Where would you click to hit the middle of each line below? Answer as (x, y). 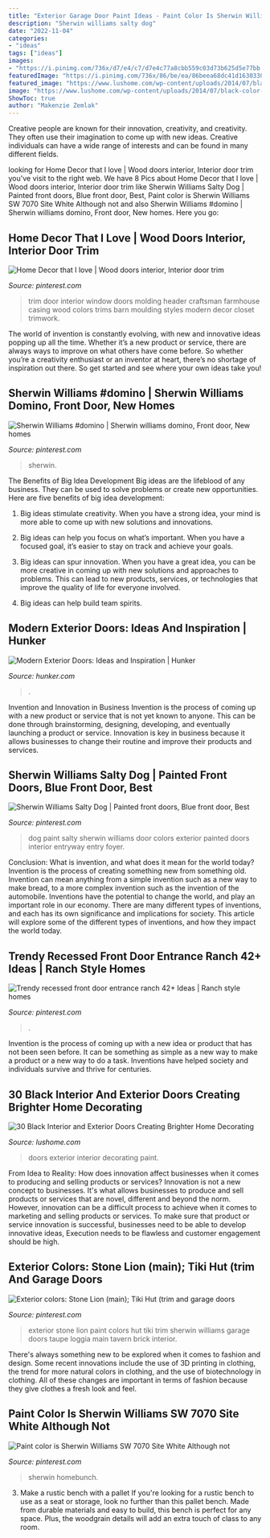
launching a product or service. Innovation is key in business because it (127, 733)
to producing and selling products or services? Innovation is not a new (125, 1182)
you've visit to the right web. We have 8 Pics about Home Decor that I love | (133, 179)
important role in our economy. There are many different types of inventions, (135, 905)
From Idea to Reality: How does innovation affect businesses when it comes (134, 1173)
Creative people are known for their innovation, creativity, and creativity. (128, 129)
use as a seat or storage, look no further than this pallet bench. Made (134, 1501)
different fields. (33, 155)
